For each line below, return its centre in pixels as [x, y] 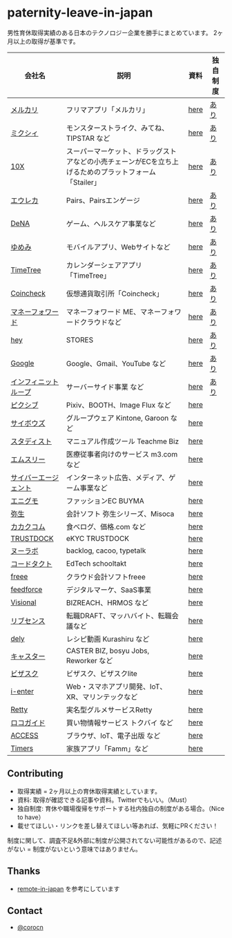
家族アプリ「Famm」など [107, 749]
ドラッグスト [156, 151]
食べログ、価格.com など [106, 526]
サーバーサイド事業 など [105, 387]
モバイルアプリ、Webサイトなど [118, 247]
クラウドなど [101, 322]
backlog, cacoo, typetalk [106, 551]
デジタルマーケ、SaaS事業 [109, 590]
